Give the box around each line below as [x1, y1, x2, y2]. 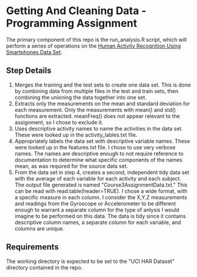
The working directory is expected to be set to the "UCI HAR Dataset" [6, 258, 175, 265]
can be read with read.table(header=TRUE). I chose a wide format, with [14, 187, 188, 195]
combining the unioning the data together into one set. [14, 94, 147, 101]
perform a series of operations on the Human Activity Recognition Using [6, 42, 181, 49]
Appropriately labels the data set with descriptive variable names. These [14, 137, 190, 145]
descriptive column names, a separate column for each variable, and [14, 219, 181, 226]
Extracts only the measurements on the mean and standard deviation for [14, 100, 190, 107]
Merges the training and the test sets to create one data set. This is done [14, 81, 191, 88]
